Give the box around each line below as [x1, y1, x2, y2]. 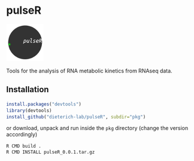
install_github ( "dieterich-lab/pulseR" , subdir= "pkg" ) [6, 114, 146, 120]
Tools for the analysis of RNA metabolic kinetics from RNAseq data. [6, 67, 172, 74]
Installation [6, 84, 49, 95]
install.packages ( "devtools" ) [6, 101, 82, 107]
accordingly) [6, 131, 38, 138]
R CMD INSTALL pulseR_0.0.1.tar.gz [6, 149, 95, 156]
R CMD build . [6, 143, 42, 150]
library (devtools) [6, 107, 52, 114]
